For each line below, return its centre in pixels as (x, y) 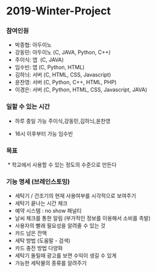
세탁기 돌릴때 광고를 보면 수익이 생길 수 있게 (66, 256)
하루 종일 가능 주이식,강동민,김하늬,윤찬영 (63, 121)
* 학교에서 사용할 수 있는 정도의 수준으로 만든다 (62, 165)
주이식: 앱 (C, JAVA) (39, 60)
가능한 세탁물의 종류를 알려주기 (51, 263)
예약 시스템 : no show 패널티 (48, 211)
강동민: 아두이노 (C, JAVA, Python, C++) (63, 53)
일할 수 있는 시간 (28, 107)
